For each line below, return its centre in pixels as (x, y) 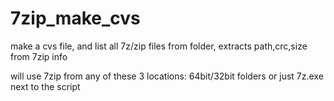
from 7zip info (39, 56)
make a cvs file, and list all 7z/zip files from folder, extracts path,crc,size (159, 46)
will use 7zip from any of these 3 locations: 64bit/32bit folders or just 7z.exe (167, 76)
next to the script (45, 86)
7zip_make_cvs (75, 18)
